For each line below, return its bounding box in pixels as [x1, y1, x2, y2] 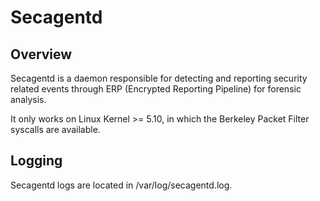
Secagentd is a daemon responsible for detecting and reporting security [10, 72, 308, 84]
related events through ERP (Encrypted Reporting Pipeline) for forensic [10, 83, 302, 95]
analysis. [10, 94, 47, 105]
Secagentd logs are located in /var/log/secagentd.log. [10, 179, 233, 191]
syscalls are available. [10, 124, 101, 135]
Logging [10, 152, 63, 170]
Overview [10, 46, 73, 63]
